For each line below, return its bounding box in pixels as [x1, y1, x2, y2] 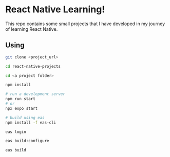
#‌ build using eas [5, 115, 45, 120]
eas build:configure [5, 139, 50, 144]
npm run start [5, 96, 36, 102]
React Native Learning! [5, 4, 105, 15]
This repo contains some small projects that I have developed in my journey [5, 21, 165, 27]
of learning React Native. [5, 26, 58, 32]
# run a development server [5, 91, 66, 97]
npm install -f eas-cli [5, 120, 56, 125]
